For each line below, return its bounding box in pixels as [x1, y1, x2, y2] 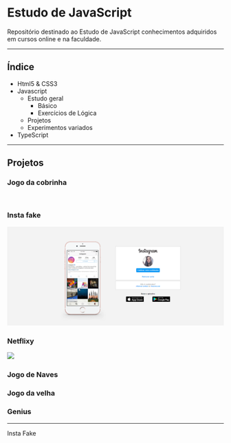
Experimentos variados [27, 123, 93, 131]
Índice [7, 61, 34, 73]
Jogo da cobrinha [7, 177, 67, 187]
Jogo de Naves [7, 370, 58, 380]
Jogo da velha [7, 389, 55, 398]
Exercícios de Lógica [37, 109, 97, 117]
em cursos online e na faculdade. [7, 34, 102, 43]
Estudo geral [27, 94, 64, 102]
